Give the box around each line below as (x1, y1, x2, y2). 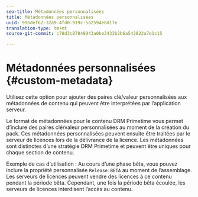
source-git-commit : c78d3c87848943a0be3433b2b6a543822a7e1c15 (6, 31, 163, 37)
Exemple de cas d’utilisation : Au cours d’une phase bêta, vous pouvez (6, 160, 178, 167)
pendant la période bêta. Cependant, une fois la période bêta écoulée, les (6, 179, 186, 186)
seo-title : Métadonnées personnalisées (6, 8, 105, 15)
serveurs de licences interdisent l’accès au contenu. (6, 186, 133, 193)
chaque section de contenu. (6, 149, 74, 156)
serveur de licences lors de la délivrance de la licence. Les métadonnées (6, 137, 184, 144)
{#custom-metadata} (6, 74, 113, 88)
